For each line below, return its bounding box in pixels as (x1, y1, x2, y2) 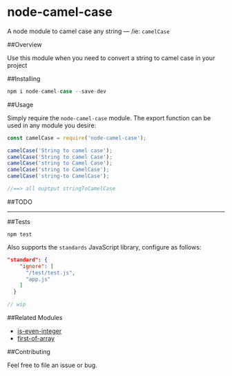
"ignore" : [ (19, 263, 54, 270)
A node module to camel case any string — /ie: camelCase (7, 27, 171, 35)
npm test (7, 231, 32, 238)
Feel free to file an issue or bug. (7, 361, 98, 370)
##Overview (7, 40, 43, 48)
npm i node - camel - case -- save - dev (7, 88, 107, 95)
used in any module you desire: (7, 121, 97, 129)
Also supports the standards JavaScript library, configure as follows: (7, 243, 202, 251)
